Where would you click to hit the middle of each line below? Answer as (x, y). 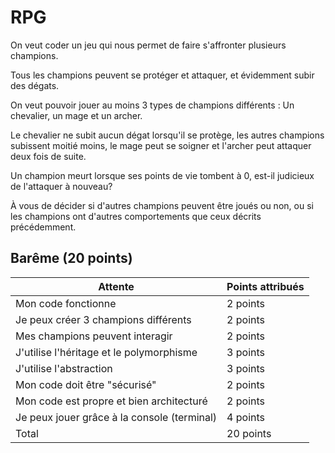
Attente (116, 286)
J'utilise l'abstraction (64, 368)
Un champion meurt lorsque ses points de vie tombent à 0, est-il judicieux (162, 175)
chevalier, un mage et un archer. (76, 115)
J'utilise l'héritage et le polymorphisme (106, 352)
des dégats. (35, 85)
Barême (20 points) (71, 258)
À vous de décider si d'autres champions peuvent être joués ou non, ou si (162, 205)
